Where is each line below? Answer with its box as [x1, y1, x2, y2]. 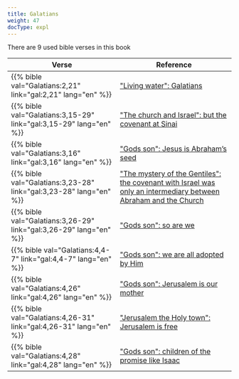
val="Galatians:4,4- [43, 245, 110, 255]
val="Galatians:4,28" [11, 351, 81, 361]
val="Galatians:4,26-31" [11, 313, 95, 323]
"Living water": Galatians [119, 81, 203, 91]
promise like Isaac [119, 356, 180, 365]
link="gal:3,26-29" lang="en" [11, 225, 112, 235]
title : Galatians [7, 10, 59, 18]
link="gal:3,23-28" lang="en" [11, 186, 112, 196]
